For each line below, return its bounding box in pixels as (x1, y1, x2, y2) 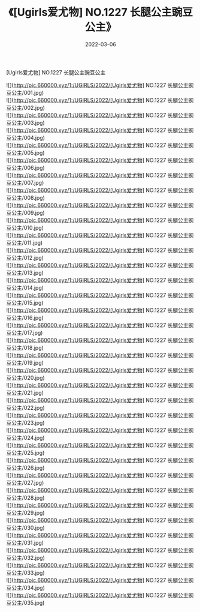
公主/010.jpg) (11, 224, 44, 231)
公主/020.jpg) (11, 374, 45, 381)
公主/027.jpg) (11, 479, 44, 486)
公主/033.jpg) (11, 569, 45, 576)
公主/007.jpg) (11, 179, 44, 186)
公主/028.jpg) (11, 494, 45, 501)
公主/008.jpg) (11, 194, 45, 201)
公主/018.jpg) (11, 344, 44, 351)
